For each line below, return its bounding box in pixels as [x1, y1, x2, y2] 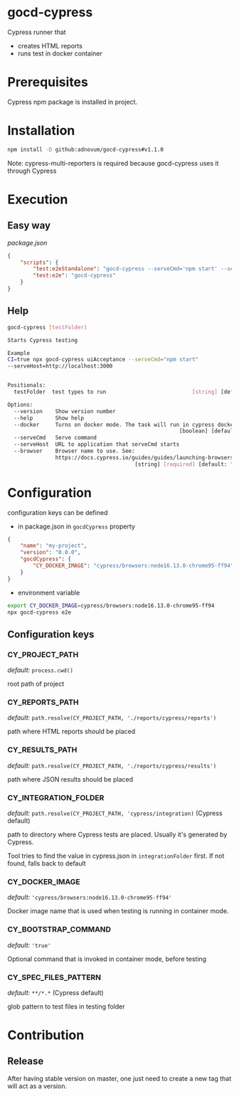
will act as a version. [7, 1082, 68, 1090]
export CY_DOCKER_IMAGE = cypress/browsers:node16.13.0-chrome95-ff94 [7, 602, 215, 609]
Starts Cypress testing [7, 336, 78, 344]
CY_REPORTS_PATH [7, 698, 80, 708]
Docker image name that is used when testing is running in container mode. [7, 907, 229, 915]
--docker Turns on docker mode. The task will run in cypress [14, 421, 215, 428]
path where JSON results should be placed [7, 775, 134, 783]
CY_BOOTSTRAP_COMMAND [7, 925, 112, 935]
